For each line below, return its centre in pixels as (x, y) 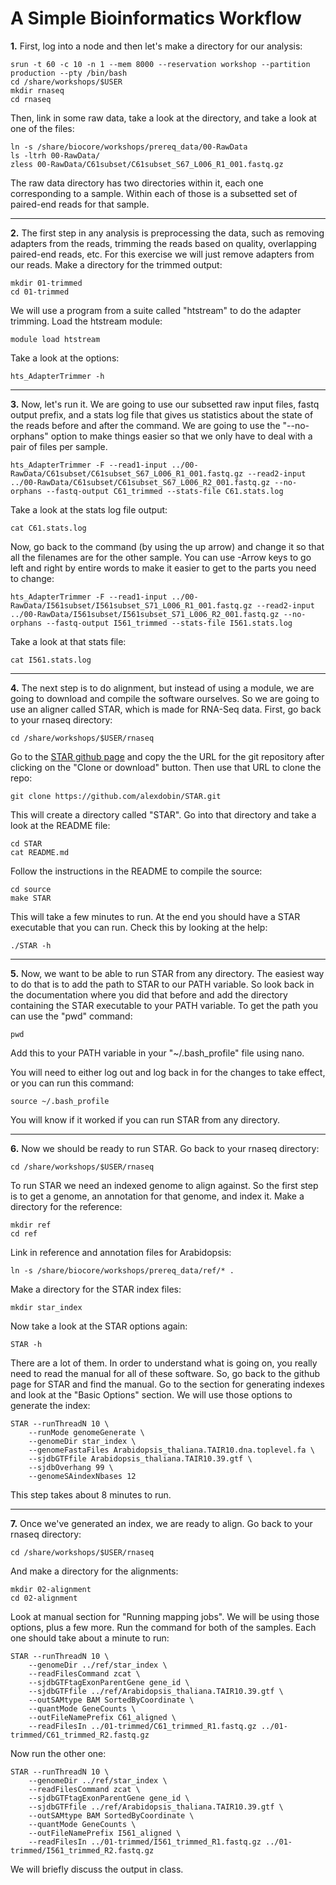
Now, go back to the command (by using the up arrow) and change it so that (167, 546)
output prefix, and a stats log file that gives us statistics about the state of (162, 414)
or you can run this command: (72, 1083)
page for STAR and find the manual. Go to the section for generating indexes (167, 1384)
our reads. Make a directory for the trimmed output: (116, 264)
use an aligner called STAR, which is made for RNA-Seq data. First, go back (166, 709)
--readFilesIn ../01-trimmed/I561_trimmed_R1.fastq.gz (145, 1842)
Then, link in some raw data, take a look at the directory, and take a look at (163, 118)
